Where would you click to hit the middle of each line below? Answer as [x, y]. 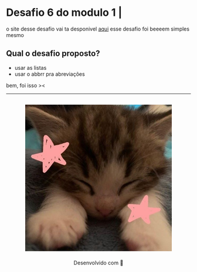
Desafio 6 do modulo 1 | [64, 13]
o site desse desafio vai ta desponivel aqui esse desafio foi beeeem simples [98, 29]
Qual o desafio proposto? [53, 54]
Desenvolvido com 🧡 [98, 263]
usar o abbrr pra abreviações [50, 74]
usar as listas [30, 68]
